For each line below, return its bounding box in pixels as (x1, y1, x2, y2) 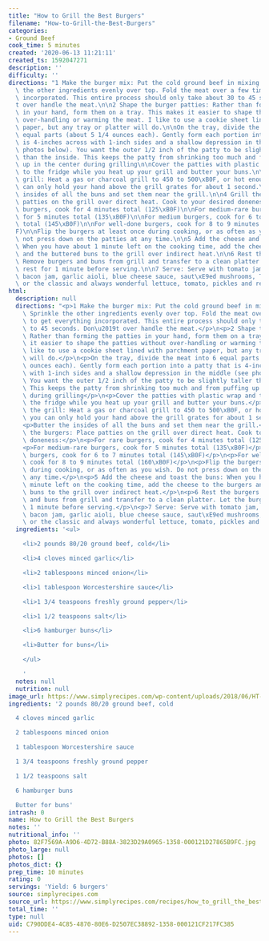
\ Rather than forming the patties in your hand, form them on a (22, 332, 246, 340)
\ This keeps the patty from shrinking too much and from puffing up (22, 384, 260, 392)
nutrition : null (15, 685, 70, 693)
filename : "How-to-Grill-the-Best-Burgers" (8, 19, 156, 27)
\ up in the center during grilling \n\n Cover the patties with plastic (15, 161, 260, 169)
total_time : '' (8, 905, 59, 913)
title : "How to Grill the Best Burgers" (8, 11, 146, 20)
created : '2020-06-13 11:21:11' (8, 49, 116, 57)
